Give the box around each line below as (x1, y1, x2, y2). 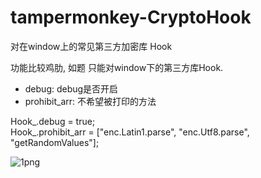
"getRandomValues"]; (10, 136, 100, 148)
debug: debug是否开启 (24, 82, 119, 95)
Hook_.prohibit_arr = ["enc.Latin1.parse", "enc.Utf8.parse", (10, 126, 250, 138)
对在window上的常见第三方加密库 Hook (10, 40, 173, 52)
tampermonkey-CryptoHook (10, 6, 252, 29)
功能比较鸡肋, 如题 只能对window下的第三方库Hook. (10, 61, 224, 73)
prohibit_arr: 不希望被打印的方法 (24, 95, 157, 107)
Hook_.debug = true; (10, 115, 96, 127)
